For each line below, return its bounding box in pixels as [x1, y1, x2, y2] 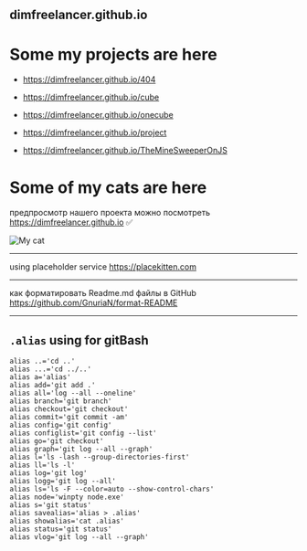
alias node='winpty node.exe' [9, 493, 125, 502]
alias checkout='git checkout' [9, 405, 129, 414]
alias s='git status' [9, 501, 92, 510]
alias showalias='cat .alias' [9, 516, 125, 526]
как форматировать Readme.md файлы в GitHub [9, 288, 196, 299]
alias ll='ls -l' [9, 461, 76, 470]
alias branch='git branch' [9, 397, 112, 406]
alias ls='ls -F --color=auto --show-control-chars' [9, 484, 215, 494]
